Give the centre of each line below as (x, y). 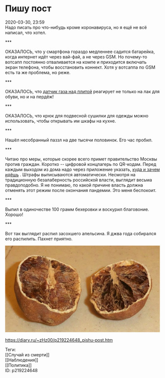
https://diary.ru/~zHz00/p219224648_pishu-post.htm (59, 340)
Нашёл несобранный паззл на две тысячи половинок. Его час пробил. (79, 140)
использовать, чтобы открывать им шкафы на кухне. (61, 121)
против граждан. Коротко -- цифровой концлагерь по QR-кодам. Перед (81, 164)
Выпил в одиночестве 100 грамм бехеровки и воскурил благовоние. (77, 209)
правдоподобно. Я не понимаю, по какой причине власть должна (74, 185)
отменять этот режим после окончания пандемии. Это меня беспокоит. (81, 190)
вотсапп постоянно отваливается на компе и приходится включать (76, 62)
